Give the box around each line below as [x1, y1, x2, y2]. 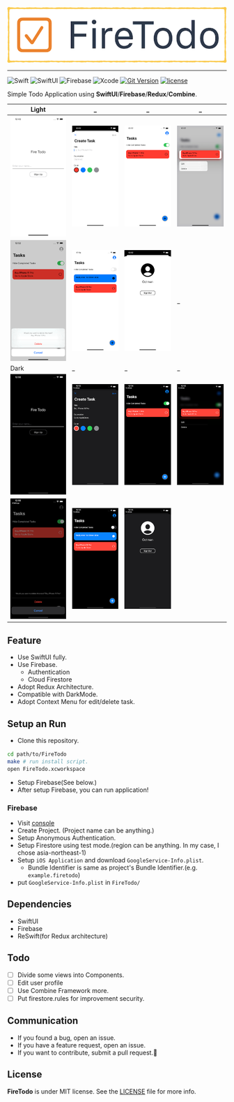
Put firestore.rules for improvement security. [17, 994, 145, 1002]
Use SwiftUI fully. [17, 653, 68, 661]
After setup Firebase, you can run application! [17, 786, 149, 794]
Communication [7, 1015, 79, 1027]
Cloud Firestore [27, 675, 72, 684]
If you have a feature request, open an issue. [17, 1041, 146, 1049]
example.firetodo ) [27, 871, 81, 879]
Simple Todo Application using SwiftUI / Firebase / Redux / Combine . [7, 89, 197, 98]
